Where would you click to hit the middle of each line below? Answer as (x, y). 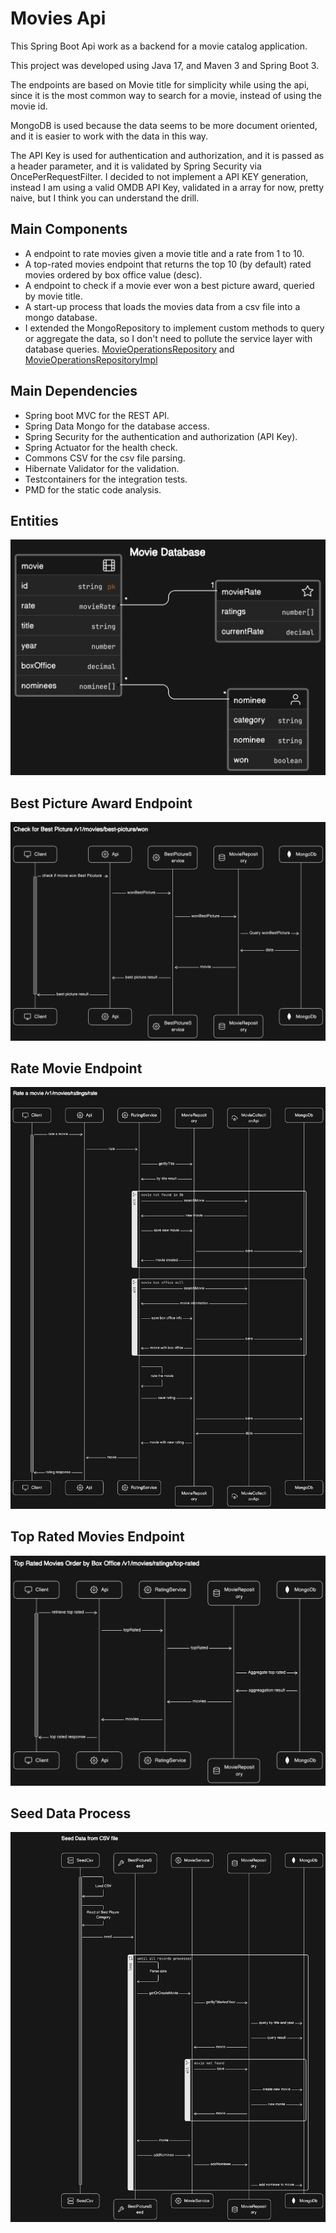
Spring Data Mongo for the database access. (117, 426)
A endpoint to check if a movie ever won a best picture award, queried (169, 285)
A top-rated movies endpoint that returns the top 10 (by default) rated (168, 264)
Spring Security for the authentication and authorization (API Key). (161, 436)
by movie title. (53, 296)
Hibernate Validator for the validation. (102, 468)
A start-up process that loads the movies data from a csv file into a (162, 306)
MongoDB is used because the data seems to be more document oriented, (164, 125)
